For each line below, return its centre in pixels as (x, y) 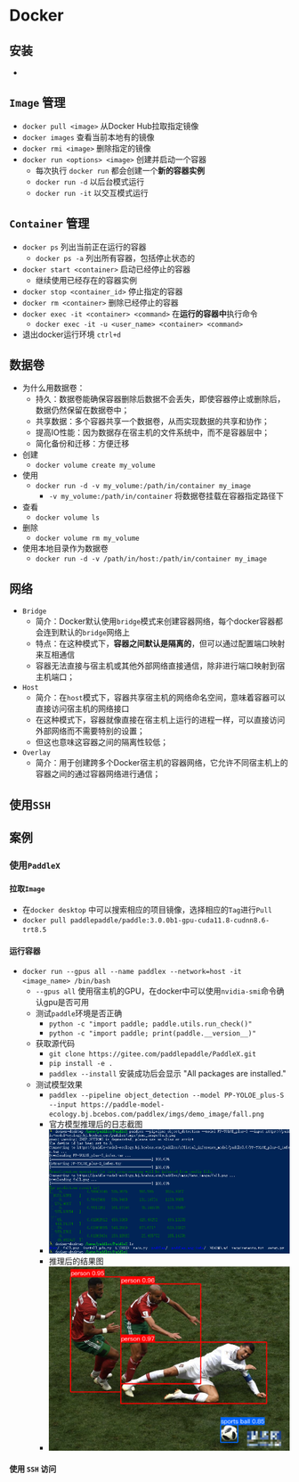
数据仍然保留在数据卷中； (82, 410)
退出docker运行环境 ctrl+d (72, 334)
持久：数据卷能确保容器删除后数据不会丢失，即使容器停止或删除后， (160, 399)
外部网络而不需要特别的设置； (90, 731)
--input (63, 1105)
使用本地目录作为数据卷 (65, 548)
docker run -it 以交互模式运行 (92, 192)
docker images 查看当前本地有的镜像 (88, 137)
